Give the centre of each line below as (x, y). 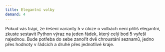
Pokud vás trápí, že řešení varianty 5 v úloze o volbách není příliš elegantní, (83, 28)
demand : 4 (15, 14)
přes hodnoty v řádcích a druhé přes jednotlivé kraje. (60, 44)
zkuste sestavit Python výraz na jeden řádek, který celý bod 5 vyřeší (76, 34)
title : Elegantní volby (30, 10)
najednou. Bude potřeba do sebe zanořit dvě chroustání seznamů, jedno (79, 39)
